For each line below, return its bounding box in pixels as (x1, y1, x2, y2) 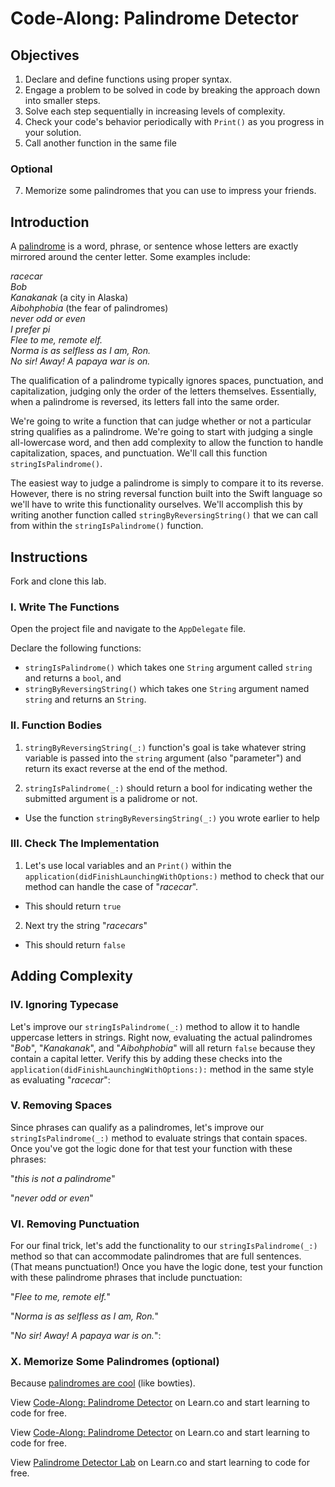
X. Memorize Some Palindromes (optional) (10, 1355, 220, 1369)
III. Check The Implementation (10, 837, 160, 851)
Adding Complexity (10, 968, 133, 985)
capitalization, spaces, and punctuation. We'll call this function (10, 447, 268, 459)
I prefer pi (10, 323, 51, 336)
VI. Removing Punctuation (10, 1217, 140, 1231)
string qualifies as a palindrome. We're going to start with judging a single (10, 426, 313, 438)
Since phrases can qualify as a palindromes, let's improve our (10, 1121, 265, 1133)
